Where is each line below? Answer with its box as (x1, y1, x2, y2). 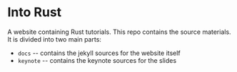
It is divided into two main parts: (7, 35, 102, 43)
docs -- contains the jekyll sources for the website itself (17, 49, 181, 57)
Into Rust (7, 4, 62, 20)
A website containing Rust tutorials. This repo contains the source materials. (7, 28, 231, 36)
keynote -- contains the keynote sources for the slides (17, 56, 177, 64)
